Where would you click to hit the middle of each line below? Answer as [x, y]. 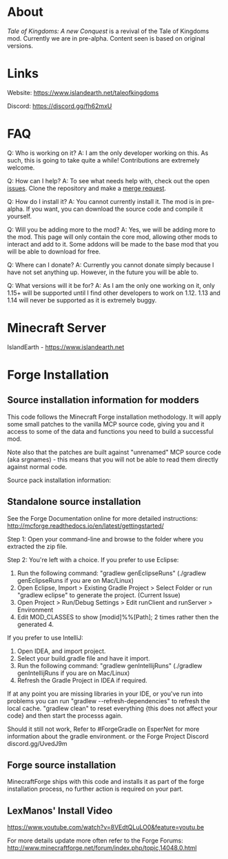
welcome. [21, 167]
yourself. [20, 216]
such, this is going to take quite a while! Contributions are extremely [103, 160]
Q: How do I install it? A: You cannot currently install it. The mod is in [104, 201]
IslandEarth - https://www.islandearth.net [66, 347]
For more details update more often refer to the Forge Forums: [95, 840]
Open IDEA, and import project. [61, 651]
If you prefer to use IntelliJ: [45, 637]
